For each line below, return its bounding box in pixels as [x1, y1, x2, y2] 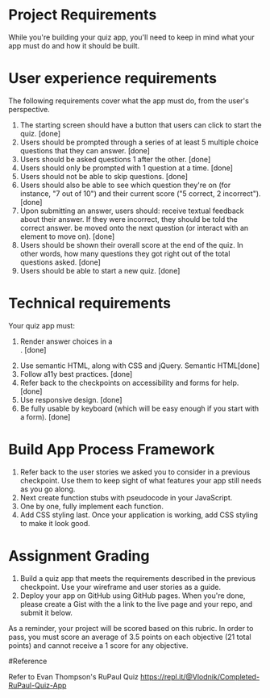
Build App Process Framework [8, 441, 215, 458]
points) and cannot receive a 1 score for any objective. [8, 640, 189, 650]
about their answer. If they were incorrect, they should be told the [19, 214, 238, 224]
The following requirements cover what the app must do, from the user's [8, 95, 250, 106]
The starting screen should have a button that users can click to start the [19, 119, 262, 130]
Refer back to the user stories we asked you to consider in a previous [19, 466, 251, 477]
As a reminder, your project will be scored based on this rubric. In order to [8, 623, 254, 633]
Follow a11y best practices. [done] [19, 369, 133, 378]
